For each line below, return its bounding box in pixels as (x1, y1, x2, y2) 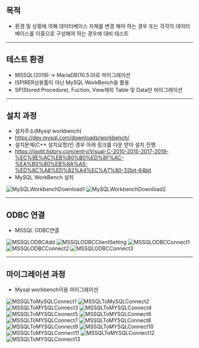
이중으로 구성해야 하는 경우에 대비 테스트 (35, 30, 129, 37)
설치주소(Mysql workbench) (14, 127, 82, 135)
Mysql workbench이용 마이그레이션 (14, 286, 99, 293)
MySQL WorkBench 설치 (14, 174, 74, 181)
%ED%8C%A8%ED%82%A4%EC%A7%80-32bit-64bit (14, 167, 152, 174)
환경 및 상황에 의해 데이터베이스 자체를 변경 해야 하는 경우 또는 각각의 (14, 23, 175, 30)
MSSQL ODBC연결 (14, 227, 59, 234)
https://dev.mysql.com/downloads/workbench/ (14, 134, 130, 141)
